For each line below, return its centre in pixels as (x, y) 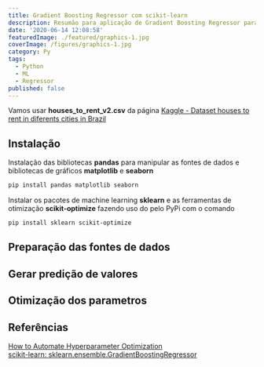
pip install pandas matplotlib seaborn (73, 185)
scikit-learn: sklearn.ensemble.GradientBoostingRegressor (103, 354)
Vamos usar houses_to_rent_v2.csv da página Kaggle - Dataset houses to (129, 111)
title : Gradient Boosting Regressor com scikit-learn (98, 15)
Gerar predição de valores (73, 274)
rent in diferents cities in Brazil (57, 119)
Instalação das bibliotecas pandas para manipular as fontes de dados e (124, 162)
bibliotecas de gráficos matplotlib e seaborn (81, 171)
